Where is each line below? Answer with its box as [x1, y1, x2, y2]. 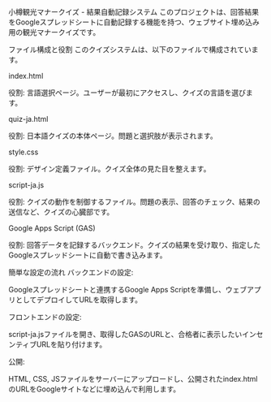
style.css [8, 147, 39, 157]
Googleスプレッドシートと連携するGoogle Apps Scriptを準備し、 [8, 285, 226, 294]
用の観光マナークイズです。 [8, 28, 101, 37]
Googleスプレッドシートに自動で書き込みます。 [8, 250, 167, 260]
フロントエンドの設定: [8, 312, 83, 322]
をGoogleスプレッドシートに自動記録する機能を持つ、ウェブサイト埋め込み [8, 17, 260, 27]
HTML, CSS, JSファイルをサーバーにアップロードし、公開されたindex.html [8, 374, 258, 383]
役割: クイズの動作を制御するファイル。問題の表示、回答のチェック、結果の [8, 197, 261, 206]
